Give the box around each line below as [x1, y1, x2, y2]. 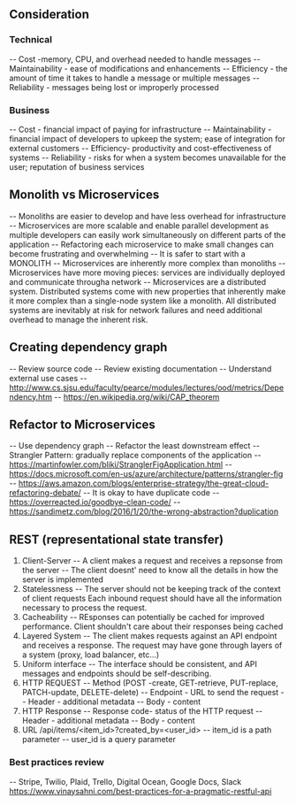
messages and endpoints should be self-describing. [21, 668, 212, 679]
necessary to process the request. [21, 602, 148, 613]
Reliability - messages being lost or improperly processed [9, 81, 219, 92]
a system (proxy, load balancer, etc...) [21, 649, 160, 660]
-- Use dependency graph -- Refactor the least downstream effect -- [9, 441, 261, 451]
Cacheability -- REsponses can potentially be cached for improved [21, 612, 265, 623]
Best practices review [9, 756, 104, 769]
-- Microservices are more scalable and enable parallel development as [9, 220, 269, 231]
